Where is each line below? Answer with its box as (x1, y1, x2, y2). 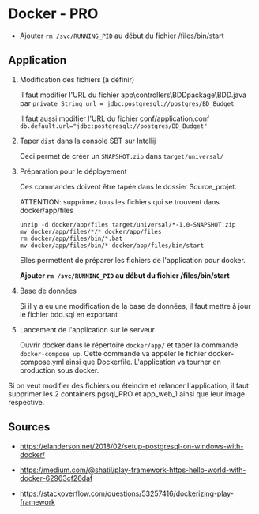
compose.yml (19, 357, 65, 366)
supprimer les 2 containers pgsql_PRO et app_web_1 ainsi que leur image (8, 388, 246, 399)
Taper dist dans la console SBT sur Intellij (19, 136, 156, 145)
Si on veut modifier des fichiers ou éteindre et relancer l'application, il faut (8, 381, 249, 390)
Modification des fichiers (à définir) (19, 74, 135, 84)
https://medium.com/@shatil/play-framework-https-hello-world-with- (19, 465, 246, 475)
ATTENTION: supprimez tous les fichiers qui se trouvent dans (19, 197, 220, 206)
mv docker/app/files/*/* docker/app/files (19, 227, 162, 235)
